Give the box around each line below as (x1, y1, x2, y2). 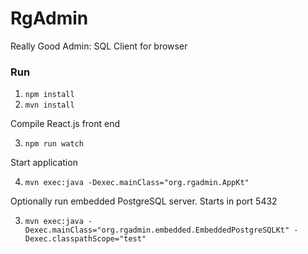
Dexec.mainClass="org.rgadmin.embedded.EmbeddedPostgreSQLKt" (24, 225, 290, 236)
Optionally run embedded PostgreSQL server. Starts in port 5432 (10, 195, 278, 207)
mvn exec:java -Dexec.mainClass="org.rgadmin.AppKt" (24, 178, 250, 188)
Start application (10, 157, 78, 169)
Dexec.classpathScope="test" (24, 234, 147, 244)
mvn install (24, 100, 75, 111)
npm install (24, 90, 75, 100)
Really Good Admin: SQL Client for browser (10, 40, 188, 52)
